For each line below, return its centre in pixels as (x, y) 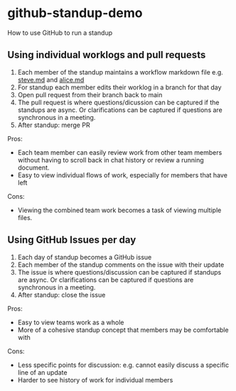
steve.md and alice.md (51, 79)
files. (25, 217)
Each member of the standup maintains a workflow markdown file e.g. (120, 72)
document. (33, 167)
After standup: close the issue (61, 294)
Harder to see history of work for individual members (95, 380)
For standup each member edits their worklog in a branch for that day (119, 87)
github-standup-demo (75, 13)
